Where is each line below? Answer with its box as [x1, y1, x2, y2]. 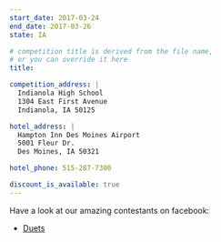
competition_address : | [9, 80, 100, 89]
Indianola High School [17, 88, 104, 97]
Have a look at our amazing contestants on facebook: [9, 205, 210, 216]
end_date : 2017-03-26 [9, 22, 92, 31]
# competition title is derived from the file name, [9, 46, 214, 55]
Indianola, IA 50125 [17, 106, 95, 115]
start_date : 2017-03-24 [9, 13, 100, 23]
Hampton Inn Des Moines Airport [17, 130, 141, 139]
